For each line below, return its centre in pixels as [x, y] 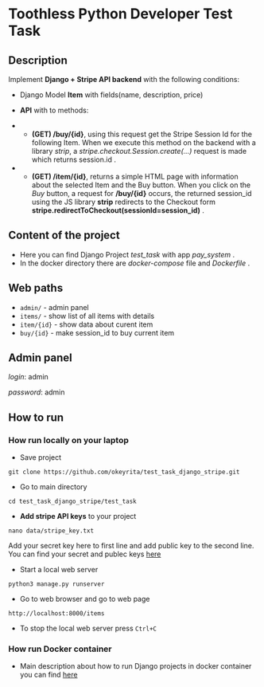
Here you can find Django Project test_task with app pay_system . [127, 254]
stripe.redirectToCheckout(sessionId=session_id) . [118, 210]
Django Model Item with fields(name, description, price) [111, 95]
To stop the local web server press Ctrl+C [88, 628]
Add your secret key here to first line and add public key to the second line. [131, 546]
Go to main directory [53, 487]
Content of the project [64, 236]
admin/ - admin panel [54, 307]
